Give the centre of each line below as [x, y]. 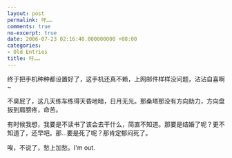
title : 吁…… [24, 59]
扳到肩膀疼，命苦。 [35, 109]
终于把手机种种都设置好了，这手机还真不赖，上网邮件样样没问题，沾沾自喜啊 [116, 79]
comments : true [29, 26]
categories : [24, 46]
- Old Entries [28, 52]
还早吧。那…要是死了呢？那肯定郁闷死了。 [91, 132]
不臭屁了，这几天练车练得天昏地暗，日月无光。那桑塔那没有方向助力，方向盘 [116, 101]
